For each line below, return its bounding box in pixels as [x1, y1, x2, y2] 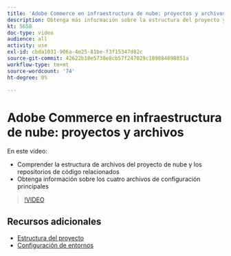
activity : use [7, 42, 48, 49]
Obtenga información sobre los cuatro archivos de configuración [16, 175, 201, 183]
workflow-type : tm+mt [7, 61, 69, 68]
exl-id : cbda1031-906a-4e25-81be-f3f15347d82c [7, 49, 143, 56]
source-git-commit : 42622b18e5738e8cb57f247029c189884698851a [7, 55, 189, 62]
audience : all [7, 36, 48, 43]
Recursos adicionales [7, 215, 102, 227]
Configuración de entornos [16, 242, 94, 250]
